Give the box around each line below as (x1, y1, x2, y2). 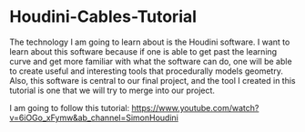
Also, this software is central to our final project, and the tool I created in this (9, 75, 296, 86)
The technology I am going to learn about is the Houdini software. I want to (9, 36, 290, 47)
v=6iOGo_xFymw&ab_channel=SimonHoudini (9, 112, 179, 123)
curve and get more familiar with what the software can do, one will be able (9, 56, 293, 66)
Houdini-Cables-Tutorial (9, 6, 198, 27)
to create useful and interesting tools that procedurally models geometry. (9, 66, 284, 76)
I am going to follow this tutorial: (9, 102, 130, 113)
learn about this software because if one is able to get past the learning (9, 46, 278, 56)
